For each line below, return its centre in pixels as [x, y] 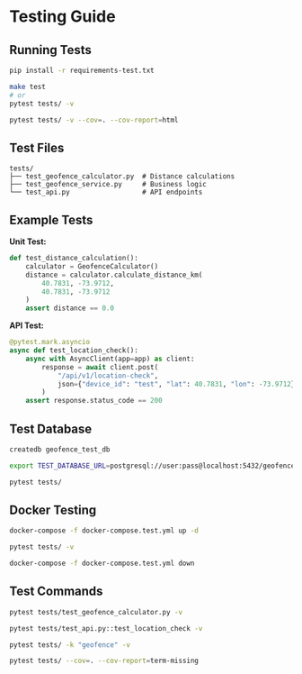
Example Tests [51, 219]
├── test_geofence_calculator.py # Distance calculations [122, 177]
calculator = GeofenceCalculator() [92, 266]
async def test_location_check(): [74, 351]
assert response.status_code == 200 [94, 401]
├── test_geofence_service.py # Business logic [108, 185]
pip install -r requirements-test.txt [82, 70]
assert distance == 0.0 [70, 308]
